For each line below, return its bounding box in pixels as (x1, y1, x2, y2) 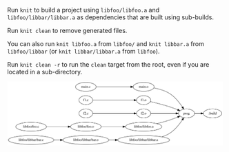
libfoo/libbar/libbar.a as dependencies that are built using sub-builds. (7, 13, 215, 21)
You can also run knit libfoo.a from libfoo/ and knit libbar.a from (7, 40, 205, 47)
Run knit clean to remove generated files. (7, 27, 128, 34)
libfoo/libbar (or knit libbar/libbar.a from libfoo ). (7, 47, 160, 55)
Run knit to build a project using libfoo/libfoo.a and (7, 6, 160, 14)
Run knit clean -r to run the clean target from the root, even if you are (7, 61, 210, 68)
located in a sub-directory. (7, 68, 83, 76)
